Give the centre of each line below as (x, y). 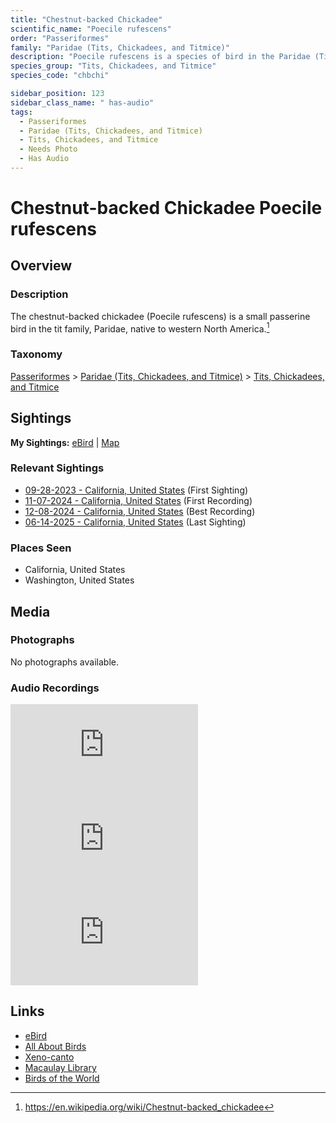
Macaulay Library (60, 1067)
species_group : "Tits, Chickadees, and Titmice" (113, 66)
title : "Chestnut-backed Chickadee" (86, 19)
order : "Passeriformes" (60, 38)
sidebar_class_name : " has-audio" (82, 102)
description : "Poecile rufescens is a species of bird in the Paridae (160, 57)
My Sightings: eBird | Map (65, 442)
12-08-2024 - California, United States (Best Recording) (140, 511)
